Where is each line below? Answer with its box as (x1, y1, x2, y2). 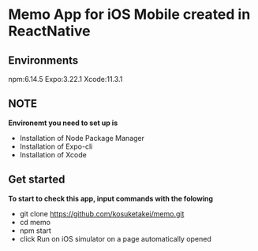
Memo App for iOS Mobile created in (8, 6, 251, 24)
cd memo (19, 217, 51, 227)
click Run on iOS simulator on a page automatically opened (19, 234, 211, 243)
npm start (19, 226, 51, 235)
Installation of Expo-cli (19, 142, 93, 151)
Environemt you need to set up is (8, 118, 118, 127)
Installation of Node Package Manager (19, 133, 144, 142)
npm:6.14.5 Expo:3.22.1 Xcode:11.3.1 (8, 75, 123, 83)
